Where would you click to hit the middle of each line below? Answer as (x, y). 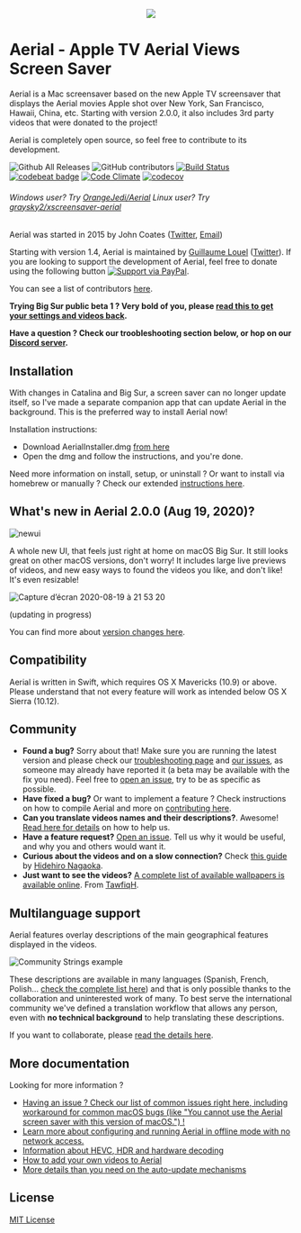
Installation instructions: (53, 429)
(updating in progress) (51, 614)
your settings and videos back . (68, 316)
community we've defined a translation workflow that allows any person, (144, 1008)
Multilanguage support (75, 913)
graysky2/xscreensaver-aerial (65, 206)
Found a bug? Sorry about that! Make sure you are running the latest (149, 751)
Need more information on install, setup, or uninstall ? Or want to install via (147, 474)
